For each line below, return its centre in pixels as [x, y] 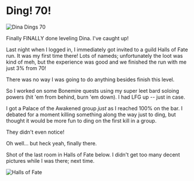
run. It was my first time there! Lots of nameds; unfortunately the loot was [94, 55]
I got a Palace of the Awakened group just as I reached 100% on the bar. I [94, 108]
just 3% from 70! [26, 68]
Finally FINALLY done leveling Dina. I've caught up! [67, 38]
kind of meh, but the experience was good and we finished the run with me [96, 62]
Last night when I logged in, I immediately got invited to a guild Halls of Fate [97, 49]
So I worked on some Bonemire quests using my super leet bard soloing [93, 90]
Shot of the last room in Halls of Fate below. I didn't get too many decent [93, 154]
